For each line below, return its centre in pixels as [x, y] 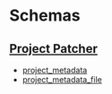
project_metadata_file [62, 80]
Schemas [45, 16]
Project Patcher [54, 49]
